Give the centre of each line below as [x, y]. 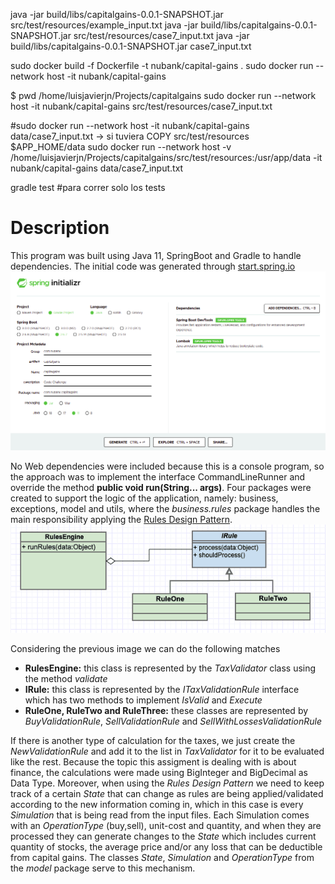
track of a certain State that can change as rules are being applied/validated [167, 793]
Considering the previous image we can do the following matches [145, 648]
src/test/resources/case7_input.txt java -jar [161, 35]
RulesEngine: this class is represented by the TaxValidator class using [170, 668]
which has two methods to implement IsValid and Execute [143, 700]
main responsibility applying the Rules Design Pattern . [121, 520]
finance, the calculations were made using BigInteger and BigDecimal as [159, 772]
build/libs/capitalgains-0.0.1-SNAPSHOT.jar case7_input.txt [131, 46]
